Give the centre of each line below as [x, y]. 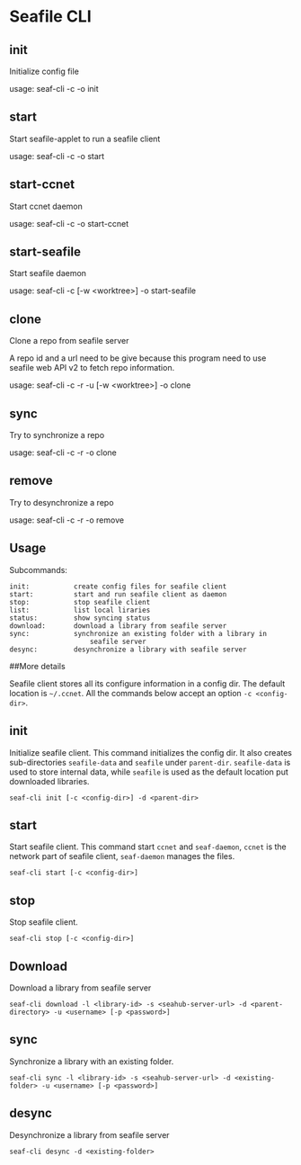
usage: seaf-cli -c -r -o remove [66, 520]
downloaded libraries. [49, 781]
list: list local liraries [80, 610]
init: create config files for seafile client [118, 587]
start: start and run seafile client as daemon [118, 594]
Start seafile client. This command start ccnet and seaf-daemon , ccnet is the [148, 847]
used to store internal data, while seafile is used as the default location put [149, 772]
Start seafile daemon [48, 273]
